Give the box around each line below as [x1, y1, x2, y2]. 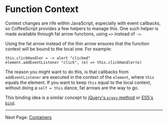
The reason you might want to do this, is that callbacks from [5, 69, 129, 75]
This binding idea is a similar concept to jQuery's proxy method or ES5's [5, 94, 153, 100]
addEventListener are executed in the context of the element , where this [5, 74, 154, 80]
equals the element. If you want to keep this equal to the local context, [5, 79, 151, 85]
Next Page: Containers [5, 114, 52, 120]
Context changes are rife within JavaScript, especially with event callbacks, [5, 20, 161, 26]
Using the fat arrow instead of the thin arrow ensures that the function [5, 40, 149, 46]
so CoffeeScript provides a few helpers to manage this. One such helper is [5, 25, 158, 31]
